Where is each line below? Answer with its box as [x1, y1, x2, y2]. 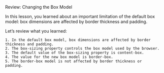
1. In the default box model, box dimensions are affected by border [5, 37, 151, 42]
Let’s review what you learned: [5, 28, 67, 34]
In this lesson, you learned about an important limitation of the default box [5, 14, 155, 19]
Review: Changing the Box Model [5, 4, 72, 10]
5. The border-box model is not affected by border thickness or [5, 59, 142, 64]
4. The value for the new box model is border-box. [5, 55, 113, 59]
